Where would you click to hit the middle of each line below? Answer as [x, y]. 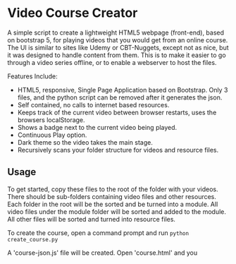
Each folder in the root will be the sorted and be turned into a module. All [113, 204]
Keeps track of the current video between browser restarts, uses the [117, 112]
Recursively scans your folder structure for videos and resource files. [118, 150]
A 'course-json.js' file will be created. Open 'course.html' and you [103, 253]
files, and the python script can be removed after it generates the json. [120, 97]
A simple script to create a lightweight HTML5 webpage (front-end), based [116, 32]
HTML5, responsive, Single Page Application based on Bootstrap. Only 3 [123, 90]
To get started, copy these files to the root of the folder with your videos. [113, 189]
